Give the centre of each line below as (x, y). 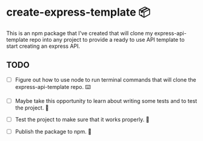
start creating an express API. (43, 46)
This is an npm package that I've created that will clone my (80, 33)
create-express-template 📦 (78, 12)
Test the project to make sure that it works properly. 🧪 (82, 119)
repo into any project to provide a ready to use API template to (107, 39)
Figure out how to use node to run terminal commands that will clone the (105, 79)
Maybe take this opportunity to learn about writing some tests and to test (106, 100)
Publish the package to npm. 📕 (53, 131)
